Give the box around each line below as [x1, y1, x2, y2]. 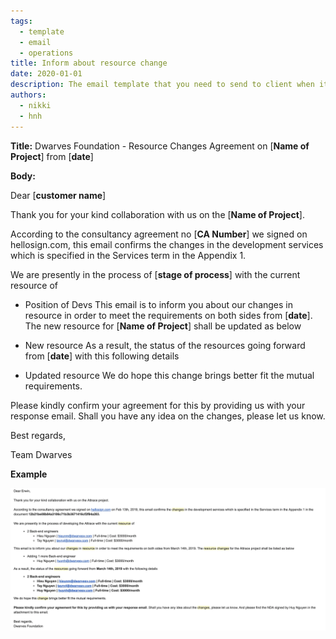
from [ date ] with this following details [24, 350, 180, 362]
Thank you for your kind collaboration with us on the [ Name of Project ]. [10, 208, 305, 220]
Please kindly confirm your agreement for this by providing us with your [10, 399, 306, 411]
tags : [10, 16, 33, 26]
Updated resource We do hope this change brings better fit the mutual [24, 369, 315, 381]
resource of [10, 279, 58, 291]
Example [10, 468, 48, 480]
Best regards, [10, 429, 66, 441]
